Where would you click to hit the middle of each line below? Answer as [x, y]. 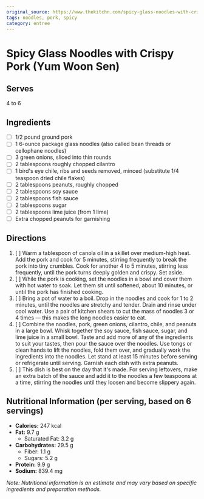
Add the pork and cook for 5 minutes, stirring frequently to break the [101, 259]
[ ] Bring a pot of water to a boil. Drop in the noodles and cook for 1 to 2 [104, 298]
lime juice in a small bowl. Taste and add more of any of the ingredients [104, 337]
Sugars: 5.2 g [41, 458]
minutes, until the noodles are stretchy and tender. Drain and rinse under [106, 304]
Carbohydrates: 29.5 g [44, 445]
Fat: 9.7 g [27, 432]
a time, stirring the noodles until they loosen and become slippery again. [105, 382]
